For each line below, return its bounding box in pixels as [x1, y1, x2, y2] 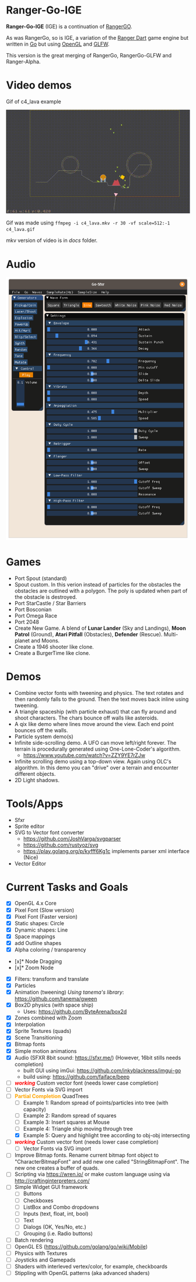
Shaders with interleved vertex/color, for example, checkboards [14, 1263, 168, 1270]
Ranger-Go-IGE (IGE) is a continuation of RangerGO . [6, 23, 132, 30]
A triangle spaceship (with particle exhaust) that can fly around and [14, 708, 177, 715]
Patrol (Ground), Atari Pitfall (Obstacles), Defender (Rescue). [14, 630, 163, 637]
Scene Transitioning [14, 1034, 63, 1041]
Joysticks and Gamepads [14, 1256, 76, 1263]
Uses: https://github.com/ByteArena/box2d [23, 1008, 127, 1015]
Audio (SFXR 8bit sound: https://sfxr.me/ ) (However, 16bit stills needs [14, 1054, 181, 1061]
